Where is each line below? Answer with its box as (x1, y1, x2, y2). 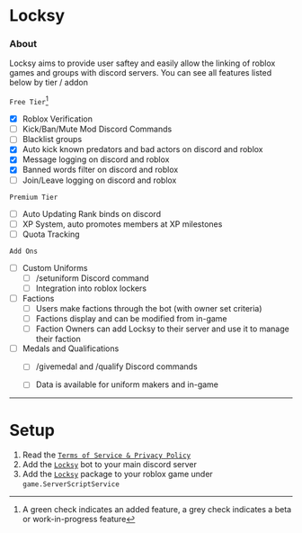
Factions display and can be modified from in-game (35, 313, 227, 324)
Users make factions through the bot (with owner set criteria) (35, 303, 262, 314)
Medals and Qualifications (22, 343, 120, 354)
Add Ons (9, 247, 39, 256)
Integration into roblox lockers (35, 283, 147, 294)
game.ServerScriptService (22, 480, 120, 489)
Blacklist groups (22, 134, 83, 145)
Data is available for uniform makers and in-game (35, 379, 218, 390)
